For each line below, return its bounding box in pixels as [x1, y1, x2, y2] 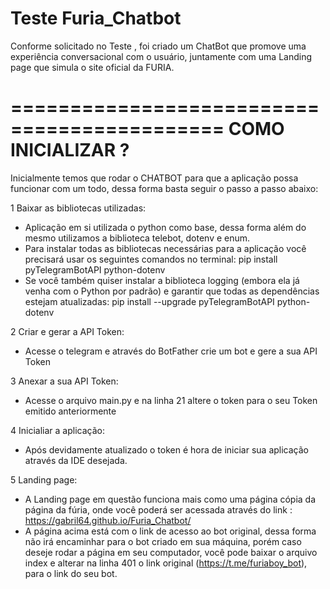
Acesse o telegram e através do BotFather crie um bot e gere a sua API [24, 345, 318, 357]
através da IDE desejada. [24, 454, 128, 466]
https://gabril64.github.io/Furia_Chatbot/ [24, 514, 192, 526]
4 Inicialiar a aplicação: [10, 424, 105, 436]
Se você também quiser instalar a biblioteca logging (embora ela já [24, 274, 300, 286]
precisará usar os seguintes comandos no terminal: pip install [24, 253, 278, 265]
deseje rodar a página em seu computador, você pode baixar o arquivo [24, 546, 318, 558]
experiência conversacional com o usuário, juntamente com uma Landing [10, 50, 313, 62]
